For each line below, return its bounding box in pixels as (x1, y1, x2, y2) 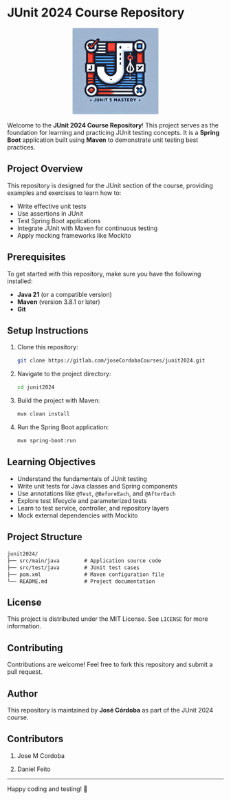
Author (7, 688, 38, 699)
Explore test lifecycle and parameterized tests (16, 496, 147, 504)
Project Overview (7, 163, 83, 175)
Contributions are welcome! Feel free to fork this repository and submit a (7, 660, 213, 669)
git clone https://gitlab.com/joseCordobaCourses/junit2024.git (16, 357, 206, 365)
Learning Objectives (7, 456, 96, 468)
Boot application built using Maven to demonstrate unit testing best (7, 136, 199, 144)
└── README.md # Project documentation (7, 577, 155, 585)
